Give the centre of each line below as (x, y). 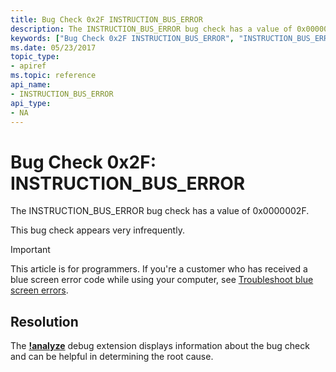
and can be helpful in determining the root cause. (112, 357)
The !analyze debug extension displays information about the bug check (160, 346)
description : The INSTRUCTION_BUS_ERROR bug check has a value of (151, 29)
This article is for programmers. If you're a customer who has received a (159, 269)
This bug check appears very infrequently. (97, 230)
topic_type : (35, 57)
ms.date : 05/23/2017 (53, 47)
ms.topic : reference (53, 76)
